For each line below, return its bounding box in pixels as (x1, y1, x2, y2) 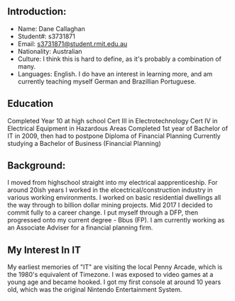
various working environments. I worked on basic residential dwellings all (7, 193, 222, 202)
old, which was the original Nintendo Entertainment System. (7, 285, 182, 294)
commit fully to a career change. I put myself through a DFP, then (7, 208, 199, 217)
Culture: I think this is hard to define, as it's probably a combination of (17, 55, 222, 63)
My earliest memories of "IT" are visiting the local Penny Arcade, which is (7, 263, 223, 271)
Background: (7, 159, 66, 172)
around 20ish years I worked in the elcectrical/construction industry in (7, 186, 213, 194)
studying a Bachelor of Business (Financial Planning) (7, 139, 161, 147)
